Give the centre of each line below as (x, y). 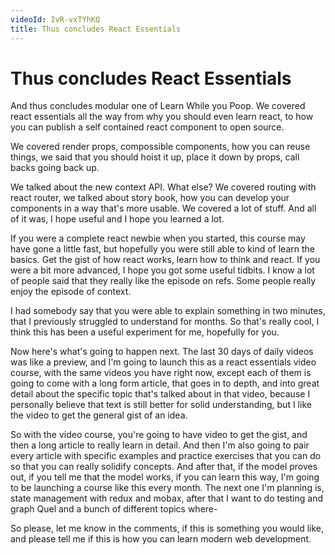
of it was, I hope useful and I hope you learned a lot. (117, 219)
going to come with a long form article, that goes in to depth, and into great (165, 383)
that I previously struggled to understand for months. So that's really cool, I (165, 322)
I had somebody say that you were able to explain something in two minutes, (168, 311)
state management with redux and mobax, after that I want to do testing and (166, 498)
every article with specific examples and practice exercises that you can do (166, 456)
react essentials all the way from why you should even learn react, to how (162, 117)
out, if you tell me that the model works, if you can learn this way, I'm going (165, 477)
